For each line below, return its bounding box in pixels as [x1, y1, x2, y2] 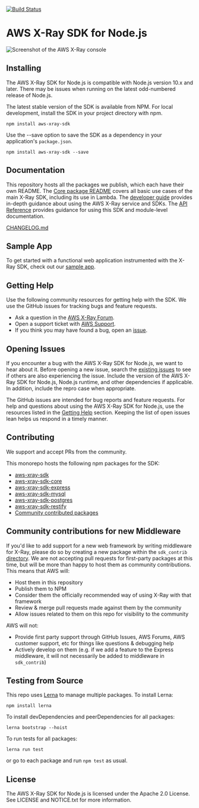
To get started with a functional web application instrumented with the [6, 257, 178, 264]
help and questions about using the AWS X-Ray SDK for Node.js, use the [6, 403, 184, 410]
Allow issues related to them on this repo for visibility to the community [14, 610, 189, 617]
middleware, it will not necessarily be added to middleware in [14, 652, 165, 659]
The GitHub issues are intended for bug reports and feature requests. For [6, 397, 185, 403]
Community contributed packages [14, 509, 99, 516]
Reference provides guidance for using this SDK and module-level [6, 206, 168, 213]
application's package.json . [6, 137, 72, 145]
